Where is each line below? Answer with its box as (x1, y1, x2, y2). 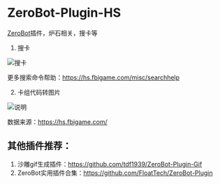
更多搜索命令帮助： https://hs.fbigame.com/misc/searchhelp (7, 73, 180, 82)
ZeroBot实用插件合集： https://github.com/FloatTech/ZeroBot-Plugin (17, 169, 213, 177)
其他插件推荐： (7, 140, 72, 152)
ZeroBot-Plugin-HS (7, 5, 121, 21)
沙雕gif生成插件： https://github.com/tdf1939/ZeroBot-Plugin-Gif (17, 160, 203, 168)
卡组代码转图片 (17, 88, 61, 96)
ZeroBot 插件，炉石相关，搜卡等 (7, 29, 98, 37)
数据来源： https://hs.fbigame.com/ (7, 117, 108, 126)
